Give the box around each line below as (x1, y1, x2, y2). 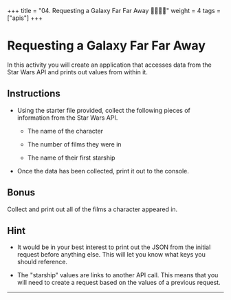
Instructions (7, 88, 60, 100)
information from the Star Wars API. (16, 114, 118, 122)
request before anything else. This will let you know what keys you (16, 250, 206, 259)
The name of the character (27, 127, 104, 135)
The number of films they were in (27, 140, 122, 148)
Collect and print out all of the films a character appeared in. (7, 205, 178, 213)
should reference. (16, 258, 67, 266)
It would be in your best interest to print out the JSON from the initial (16, 243, 211, 251)
